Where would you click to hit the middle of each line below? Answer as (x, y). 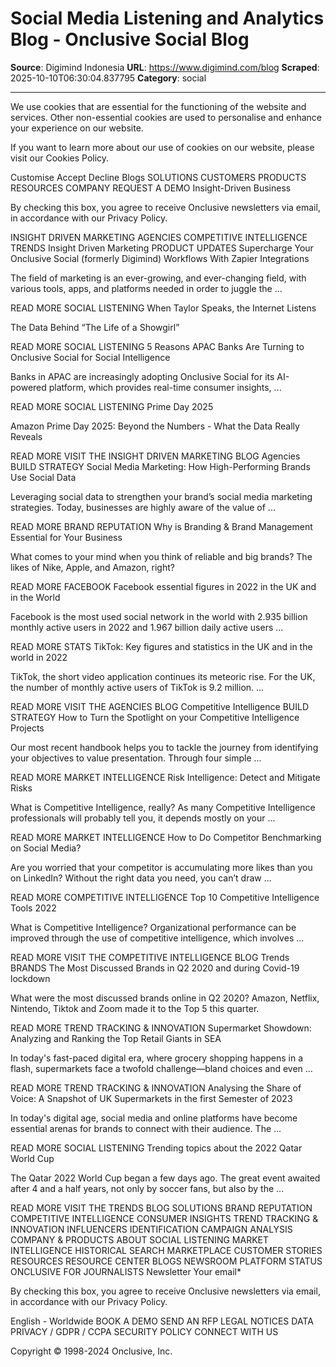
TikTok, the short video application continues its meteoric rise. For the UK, (163, 676)
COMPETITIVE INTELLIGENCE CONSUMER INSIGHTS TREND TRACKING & (164, 1218)
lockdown (30, 978)
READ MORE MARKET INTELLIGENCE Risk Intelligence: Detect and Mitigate (165, 777)
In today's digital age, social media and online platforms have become (154, 1118)
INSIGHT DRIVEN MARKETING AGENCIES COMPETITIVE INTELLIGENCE (159, 237)
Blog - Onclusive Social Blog (130, 39)
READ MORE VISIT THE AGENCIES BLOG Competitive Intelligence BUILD (159, 706)
